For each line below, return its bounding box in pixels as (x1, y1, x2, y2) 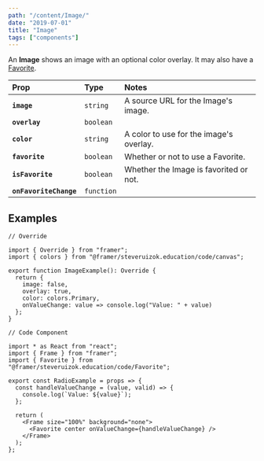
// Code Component (8, 329, 68, 337)
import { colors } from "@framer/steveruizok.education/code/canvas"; (8, 253, 244, 261)
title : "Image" (8, 26, 58, 34)
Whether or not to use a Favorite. (124, 151, 246, 162)
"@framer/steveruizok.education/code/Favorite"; (8, 363, 170, 371)
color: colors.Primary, (22, 294, 101, 303)
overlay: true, (22, 288, 72, 296)
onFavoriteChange (12, 186, 77, 196)
